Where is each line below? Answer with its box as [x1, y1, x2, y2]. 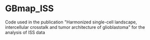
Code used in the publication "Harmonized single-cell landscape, [5, 19, 137, 25]
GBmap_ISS [5, 3, 54, 14]
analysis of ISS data [5, 29, 45, 35]
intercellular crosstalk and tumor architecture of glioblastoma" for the [5, 24, 145, 30]
